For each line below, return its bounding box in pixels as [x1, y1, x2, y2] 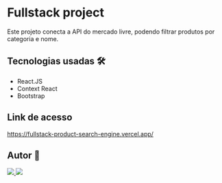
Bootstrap [16, 91, 45, 100]
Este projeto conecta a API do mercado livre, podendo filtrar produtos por [7, 27, 215, 36]
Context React [16, 84, 58, 93]
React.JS [16, 77, 43, 85]
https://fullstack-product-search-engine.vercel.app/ [7, 130, 154, 138]
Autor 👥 [7, 149, 40, 161]
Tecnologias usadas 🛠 [7, 56, 106, 67]
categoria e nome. [7, 34, 59, 42]
